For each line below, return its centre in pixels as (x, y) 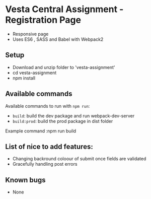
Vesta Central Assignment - (64, 9)
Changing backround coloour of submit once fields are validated (79, 159)
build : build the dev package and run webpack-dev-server (73, 116)
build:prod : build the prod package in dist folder (63, 121)
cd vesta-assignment (34, 73)
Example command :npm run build (41, 131)
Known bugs (26, 180)
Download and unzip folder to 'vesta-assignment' (64, 67)
